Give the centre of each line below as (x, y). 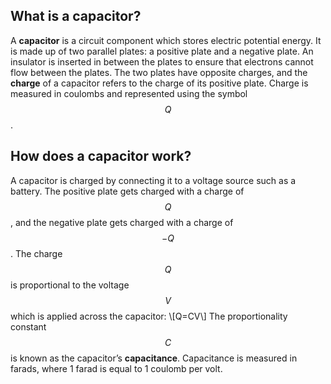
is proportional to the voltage (70, 285)
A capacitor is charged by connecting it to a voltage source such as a (153, 180)
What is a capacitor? (76, 16)
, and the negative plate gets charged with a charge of (122, 222)
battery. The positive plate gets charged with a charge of (127, 191)
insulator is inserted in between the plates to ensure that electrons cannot (162, 61)
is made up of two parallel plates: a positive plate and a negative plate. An (162, 51)
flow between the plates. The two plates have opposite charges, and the (159, 72)
